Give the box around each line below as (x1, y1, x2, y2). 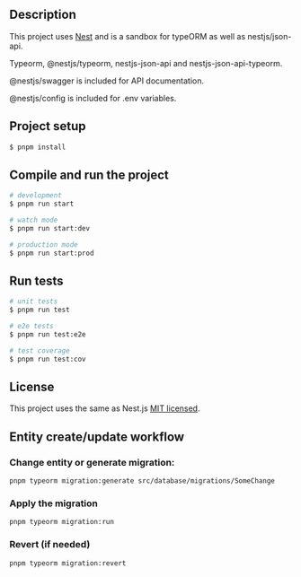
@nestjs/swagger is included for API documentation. (9, 75, 205, 86)
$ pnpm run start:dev (9, 223, 91, 232)
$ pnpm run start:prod (9, 249, 94, 258)
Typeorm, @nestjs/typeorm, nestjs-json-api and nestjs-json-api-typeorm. (9, 57, 283, 68)
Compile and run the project (9, 167, 169, 182)
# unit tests (9, 297, 58, 306)
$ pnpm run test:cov (9, 354, 87, 363)
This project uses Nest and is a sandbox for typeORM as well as (9, 31, 246, 41)
